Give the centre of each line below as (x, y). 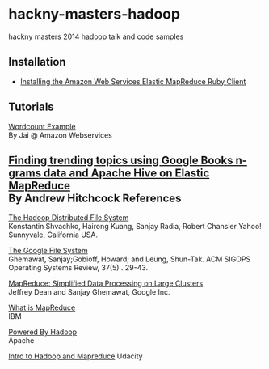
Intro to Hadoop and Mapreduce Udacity (76, 356)
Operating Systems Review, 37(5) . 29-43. (78, 268)
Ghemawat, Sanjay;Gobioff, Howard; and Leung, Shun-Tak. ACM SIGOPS (130, 259)
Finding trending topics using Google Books (121, 160)
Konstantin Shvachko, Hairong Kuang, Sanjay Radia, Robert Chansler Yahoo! (135, 227)
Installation (37, 62)
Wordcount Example (42, 126)
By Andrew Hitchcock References (95, 198)
